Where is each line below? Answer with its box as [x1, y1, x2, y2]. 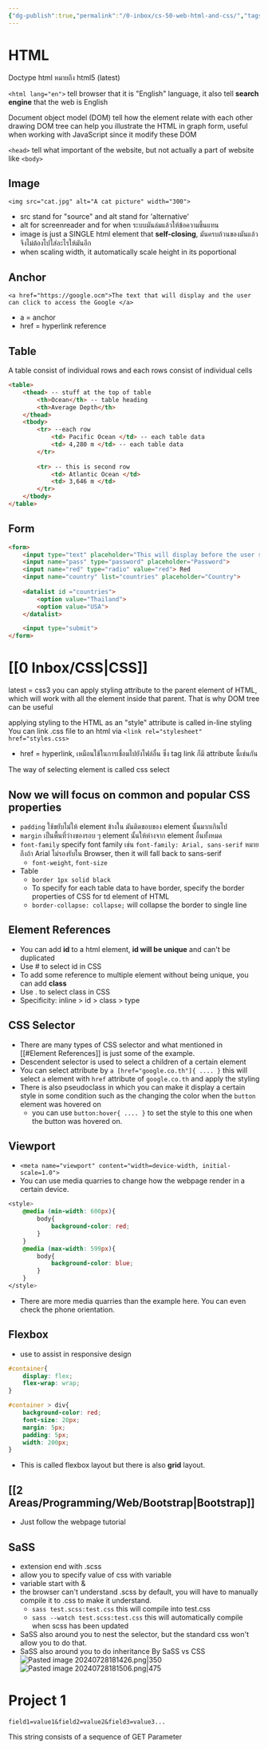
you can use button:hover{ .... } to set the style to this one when [31, 1108, 253, 1118]
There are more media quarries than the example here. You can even [19, 1296, 246, 1305]
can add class [19, 978, 67, 988]
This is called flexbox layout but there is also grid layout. [19, 1460, 206, 1470]
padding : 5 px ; [22, 1431, 69, 1439]
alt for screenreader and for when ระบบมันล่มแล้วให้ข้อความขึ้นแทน [19, 221, 219, 230]
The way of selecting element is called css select [8, 765, 170, 775]
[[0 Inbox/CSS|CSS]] [8, 659, 148, 677]
